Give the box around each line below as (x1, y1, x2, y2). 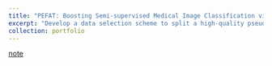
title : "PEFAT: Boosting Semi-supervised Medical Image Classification (8, 11, 255, 20)
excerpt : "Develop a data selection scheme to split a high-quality (8, 19, 244, 27)
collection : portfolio (8, 27, 85, 35)
